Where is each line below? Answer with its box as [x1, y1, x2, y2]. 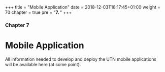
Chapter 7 [5, 22, 30, 29]
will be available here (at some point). [5, 61, 81, 67]
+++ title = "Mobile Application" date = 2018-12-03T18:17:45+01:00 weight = [5, 4, 161, 10]
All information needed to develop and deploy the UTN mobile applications [5, 56, 157, 62]
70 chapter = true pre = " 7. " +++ [5, 9, 72, 15]
